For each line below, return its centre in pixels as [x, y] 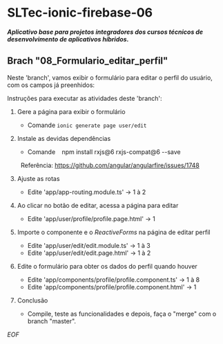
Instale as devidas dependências [64, 138]
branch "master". [52, 321]
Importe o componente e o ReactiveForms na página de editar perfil [114, 232]
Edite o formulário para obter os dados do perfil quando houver [107, 266]
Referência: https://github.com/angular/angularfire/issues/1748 [110, 165]
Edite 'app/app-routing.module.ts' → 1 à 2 [87, 192]
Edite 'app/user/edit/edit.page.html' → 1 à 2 [89, 253]
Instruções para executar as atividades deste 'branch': [85, 98]
